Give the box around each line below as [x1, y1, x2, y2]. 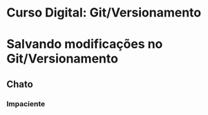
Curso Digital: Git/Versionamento [6, 5, 202, 21]
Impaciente [6, 98, 46, 108]
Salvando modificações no [6, 36, 163, 52]
